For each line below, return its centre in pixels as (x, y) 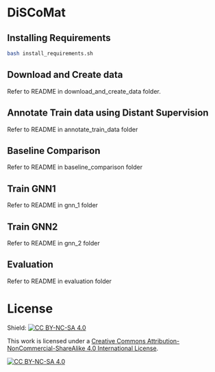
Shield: (17, 328)
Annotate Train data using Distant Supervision (108, 113)
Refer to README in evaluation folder (59, 281)
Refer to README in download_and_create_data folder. (84, 91)
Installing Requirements (59, 38)
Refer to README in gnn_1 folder (52, 205)
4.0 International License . (123, 348)
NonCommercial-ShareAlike (46, 348)
